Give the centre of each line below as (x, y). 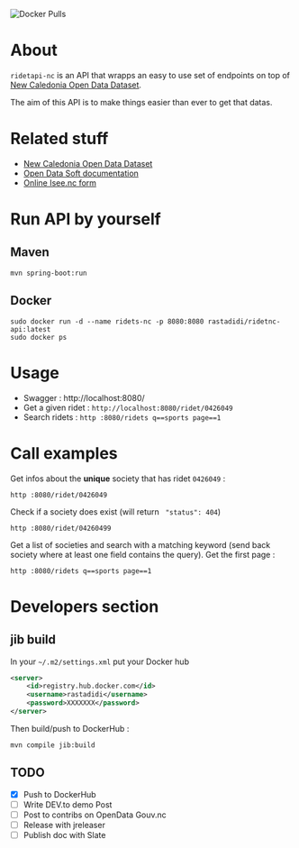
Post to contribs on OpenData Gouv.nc (95, 815)
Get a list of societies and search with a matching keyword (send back (140, 544)
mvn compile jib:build (53, 745)
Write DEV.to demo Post (68, 804)
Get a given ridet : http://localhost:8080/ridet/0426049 (128, 407)
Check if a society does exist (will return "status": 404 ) (116, 511)
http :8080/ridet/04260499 (61, 528)
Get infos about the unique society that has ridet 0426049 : (118, 479)
